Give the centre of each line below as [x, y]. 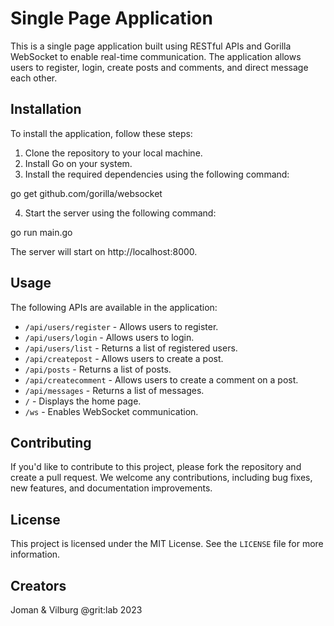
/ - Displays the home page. [83, 401]
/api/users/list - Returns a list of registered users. [131, 348]
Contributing [51, 442]
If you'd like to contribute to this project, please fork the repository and [156, 467]
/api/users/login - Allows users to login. [109, 337]
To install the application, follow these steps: [101, 133]
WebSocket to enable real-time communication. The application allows [156, 56]
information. [35, 554]
